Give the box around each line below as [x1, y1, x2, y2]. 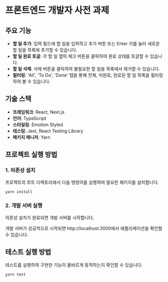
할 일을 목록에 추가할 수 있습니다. [12, 47, 77, 53]
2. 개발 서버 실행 [5, 202, 43, 209]
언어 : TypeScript [12, 115, 46, 121]
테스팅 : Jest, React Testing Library [12, 128, 83, 134]
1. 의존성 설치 [5, 167, 36, 174]
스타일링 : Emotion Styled [12, 122, 63, 128]
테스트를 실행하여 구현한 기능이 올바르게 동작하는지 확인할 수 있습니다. [5, 262, 143, 268]
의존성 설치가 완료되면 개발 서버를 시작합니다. [5, 214, 94, 220]
